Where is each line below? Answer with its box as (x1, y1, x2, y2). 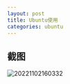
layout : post (7, 10, 45, 17)
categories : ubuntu (7, 23, 64, 30)
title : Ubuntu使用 (7, 17, 58, 24)
